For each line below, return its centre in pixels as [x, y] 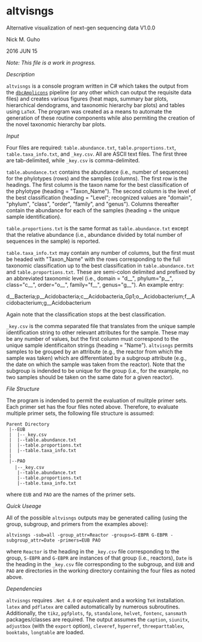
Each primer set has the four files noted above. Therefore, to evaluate [92, 406]
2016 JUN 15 [22, 51]
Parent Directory [28, 424]
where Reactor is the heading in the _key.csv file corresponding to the [93, 551]
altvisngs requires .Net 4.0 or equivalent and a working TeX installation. [96, 600]
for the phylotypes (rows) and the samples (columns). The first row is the [97, 178]
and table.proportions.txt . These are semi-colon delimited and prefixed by [101, 272]
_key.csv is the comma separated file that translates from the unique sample [101, 326]
